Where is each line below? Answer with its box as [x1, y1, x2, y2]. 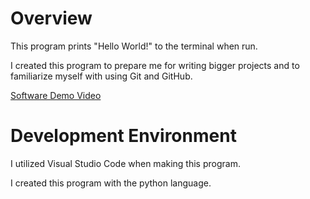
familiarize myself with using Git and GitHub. [10, 70, 193, 82]
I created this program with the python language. [10, 177, 212, 189]
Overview [10, 7, 93, 30]
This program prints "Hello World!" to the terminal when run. [10, 40, 258, 52]
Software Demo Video [10, 89, 102, 101]
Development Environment [10, 125, 237, 147]
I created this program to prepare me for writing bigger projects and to [10, 59, 300, 71]
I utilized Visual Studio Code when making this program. [10, 157, 241, 169]
